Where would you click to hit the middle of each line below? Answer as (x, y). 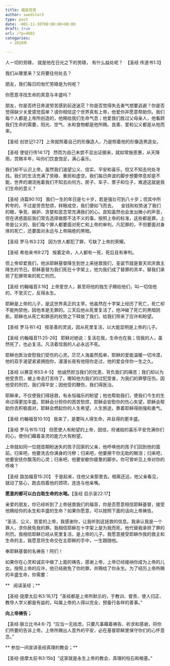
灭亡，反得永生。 (40, 293)
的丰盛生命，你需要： (27, 574)
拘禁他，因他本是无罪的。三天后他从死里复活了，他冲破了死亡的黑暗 (85, 310)
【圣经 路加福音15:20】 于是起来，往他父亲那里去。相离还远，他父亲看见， (83, 476)
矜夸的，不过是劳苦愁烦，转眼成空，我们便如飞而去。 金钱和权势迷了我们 (83, 205)
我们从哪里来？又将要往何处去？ (38, 73)
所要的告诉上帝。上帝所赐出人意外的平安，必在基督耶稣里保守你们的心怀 (85, 630)
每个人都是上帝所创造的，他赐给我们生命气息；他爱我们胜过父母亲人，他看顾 (85, 118)
